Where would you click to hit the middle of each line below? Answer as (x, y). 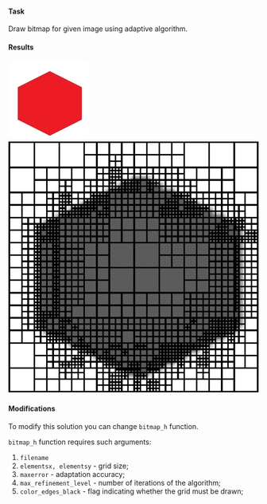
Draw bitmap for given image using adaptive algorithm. (98, 29)
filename (34, 458)
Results (21, 47)
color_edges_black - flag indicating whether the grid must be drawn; (132, 491)
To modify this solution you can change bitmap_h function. (103, 426)
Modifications (32, 408)
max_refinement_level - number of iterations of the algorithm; (120, 482)
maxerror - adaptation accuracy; (72, 474)
